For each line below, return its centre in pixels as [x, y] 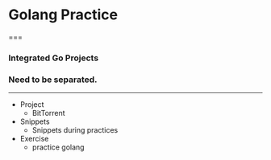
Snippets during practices [75, 130]
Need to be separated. [53, 80]
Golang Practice [63, 15]
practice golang [58, 147]
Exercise [34, 139]
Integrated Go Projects [54, 58]
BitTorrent [49, 113]
